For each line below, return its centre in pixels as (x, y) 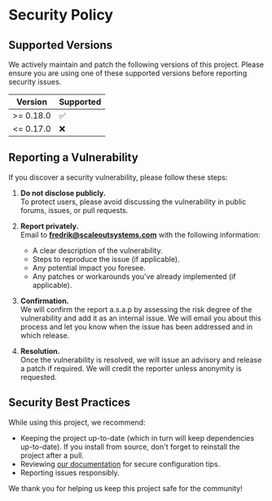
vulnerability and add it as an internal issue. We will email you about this (141, 318)
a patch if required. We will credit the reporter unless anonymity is (131, 368)
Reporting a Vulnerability (73, 157)
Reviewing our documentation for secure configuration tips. (120, 464)
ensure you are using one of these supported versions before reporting (128, 73)
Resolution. (40, 351)
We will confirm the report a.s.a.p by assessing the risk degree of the (136, 309)
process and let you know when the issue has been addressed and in (136, 326)
